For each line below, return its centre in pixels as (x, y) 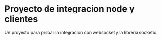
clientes (21, 19)
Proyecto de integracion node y (70, 9)
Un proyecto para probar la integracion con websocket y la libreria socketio (80, 32)
